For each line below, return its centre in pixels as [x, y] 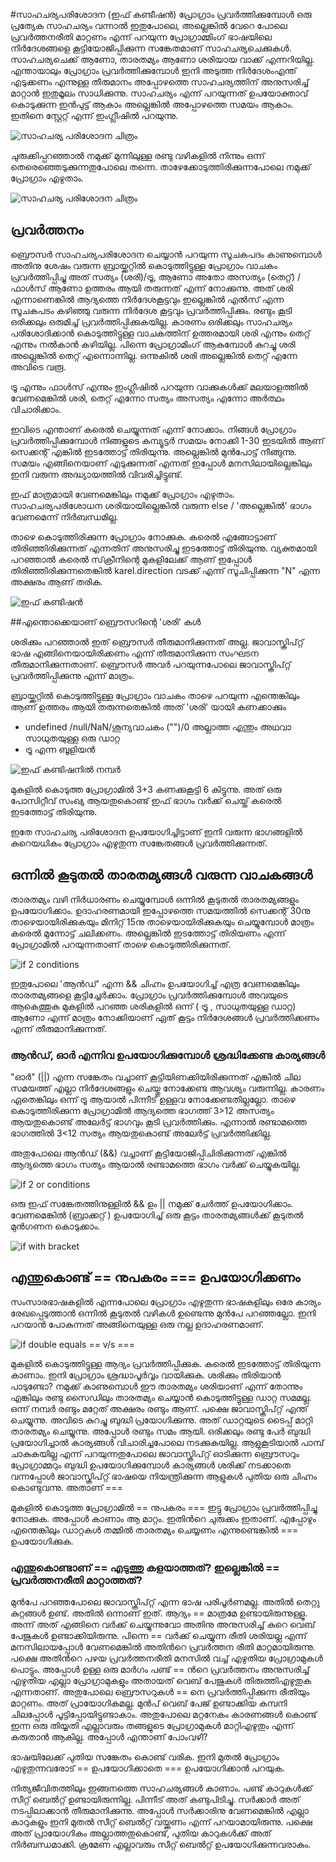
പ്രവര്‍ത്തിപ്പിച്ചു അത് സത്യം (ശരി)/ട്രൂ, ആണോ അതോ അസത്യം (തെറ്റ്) [152, 276]
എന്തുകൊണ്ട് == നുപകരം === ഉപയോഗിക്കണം [155, 1277]
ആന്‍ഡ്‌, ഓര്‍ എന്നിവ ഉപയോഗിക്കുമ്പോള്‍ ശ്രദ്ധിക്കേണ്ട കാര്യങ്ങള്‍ [168, 1055]
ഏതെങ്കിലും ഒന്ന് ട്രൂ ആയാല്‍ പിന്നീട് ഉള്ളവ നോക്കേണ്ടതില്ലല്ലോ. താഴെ [153, 1099]
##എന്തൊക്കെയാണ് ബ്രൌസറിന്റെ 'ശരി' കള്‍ [106, 621]
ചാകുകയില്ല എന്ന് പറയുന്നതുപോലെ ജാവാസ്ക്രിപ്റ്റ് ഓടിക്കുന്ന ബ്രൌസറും [155, 1453]
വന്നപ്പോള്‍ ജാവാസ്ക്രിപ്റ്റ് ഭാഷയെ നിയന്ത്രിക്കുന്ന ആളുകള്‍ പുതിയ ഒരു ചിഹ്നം [164, 1476]
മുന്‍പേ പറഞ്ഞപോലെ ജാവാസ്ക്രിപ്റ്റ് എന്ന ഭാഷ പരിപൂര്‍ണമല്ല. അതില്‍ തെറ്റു [165, 1602]
